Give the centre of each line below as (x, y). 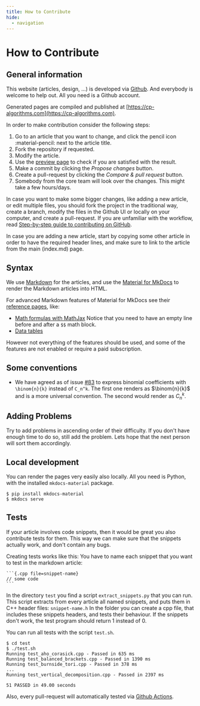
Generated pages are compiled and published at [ (67, 107)
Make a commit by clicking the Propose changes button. (84, 168)
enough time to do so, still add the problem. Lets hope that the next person (98, 437)
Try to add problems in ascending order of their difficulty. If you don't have (98, 431)
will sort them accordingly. (39, 443)
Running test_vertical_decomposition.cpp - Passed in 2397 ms (85, 675)
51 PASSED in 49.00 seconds (41, 685)
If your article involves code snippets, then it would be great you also (91, 532)
